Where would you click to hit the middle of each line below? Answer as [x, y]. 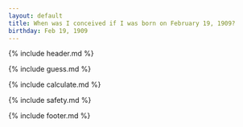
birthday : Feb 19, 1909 [48, 31]
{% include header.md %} [51, 54]
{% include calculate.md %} [55, 84]
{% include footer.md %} [49, 116]
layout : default [35, 16]
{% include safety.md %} [50, 100]
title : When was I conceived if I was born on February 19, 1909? [122, 23]
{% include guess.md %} [49, 69]
